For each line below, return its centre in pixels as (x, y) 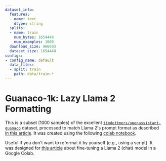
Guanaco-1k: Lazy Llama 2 (60, 99)
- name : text (23, 19)
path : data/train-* (34, 74)
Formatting (28, 109)
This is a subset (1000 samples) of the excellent (54, 122)
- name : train (24, 33)
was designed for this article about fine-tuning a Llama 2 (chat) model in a (81, 148)
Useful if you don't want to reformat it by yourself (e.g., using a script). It (79, 142)
